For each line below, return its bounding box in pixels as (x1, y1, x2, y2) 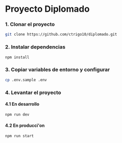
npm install (5, 55, 29, 60)
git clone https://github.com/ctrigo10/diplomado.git (5, 32, 118, 37)
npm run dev (5, 112, 29, 117)
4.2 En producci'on (5, 122, 45, 128)
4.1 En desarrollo (5, 101, 40, 107)
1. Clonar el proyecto (5, 21, 55, 28)
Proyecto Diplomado (5, 3, 90, 15)
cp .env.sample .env (5, 77, 48, 82)
